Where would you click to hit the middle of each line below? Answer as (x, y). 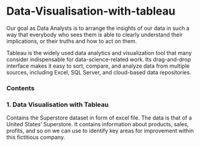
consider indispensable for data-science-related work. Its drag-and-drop (99, 59)
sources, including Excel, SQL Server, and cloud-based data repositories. (99, 72)
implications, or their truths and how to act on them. (72, 41)
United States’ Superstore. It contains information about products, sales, (98, 124)
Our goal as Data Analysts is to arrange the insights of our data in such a (98, 28)
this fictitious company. (36, 137)
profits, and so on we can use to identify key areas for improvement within (100, 131)
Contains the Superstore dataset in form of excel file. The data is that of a (99, 118)
